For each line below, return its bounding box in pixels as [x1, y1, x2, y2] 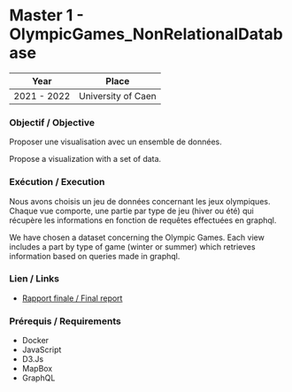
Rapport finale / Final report [21, 293, 123, 304]
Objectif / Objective [9, 116, 96, 128]
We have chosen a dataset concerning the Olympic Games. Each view [9, 232, 265, 242]
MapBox [21, 364, 53, 374]
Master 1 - [9, 5, 84, 26]
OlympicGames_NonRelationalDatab [9, 24, 283, 44]
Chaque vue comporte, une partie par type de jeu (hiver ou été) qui [9, 205, 254, 216]
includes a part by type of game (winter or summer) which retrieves [9, 241, 256, 252]
